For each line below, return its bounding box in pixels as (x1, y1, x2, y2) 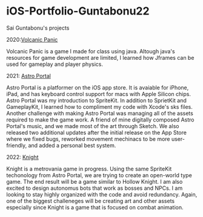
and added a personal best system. (28, 141, 116, 149)
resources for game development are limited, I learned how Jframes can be (6, 54, 195, 61)
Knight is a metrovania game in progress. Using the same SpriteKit (6, 165, 172, 172)
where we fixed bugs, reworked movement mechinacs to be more (6, 135, 170, 143)
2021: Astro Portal (6, 72, 52, 79)
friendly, (6, 141, 27, 149)
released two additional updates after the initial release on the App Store (6, 129, 187, 136)
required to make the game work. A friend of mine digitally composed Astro (6, 116, 195, 123)
